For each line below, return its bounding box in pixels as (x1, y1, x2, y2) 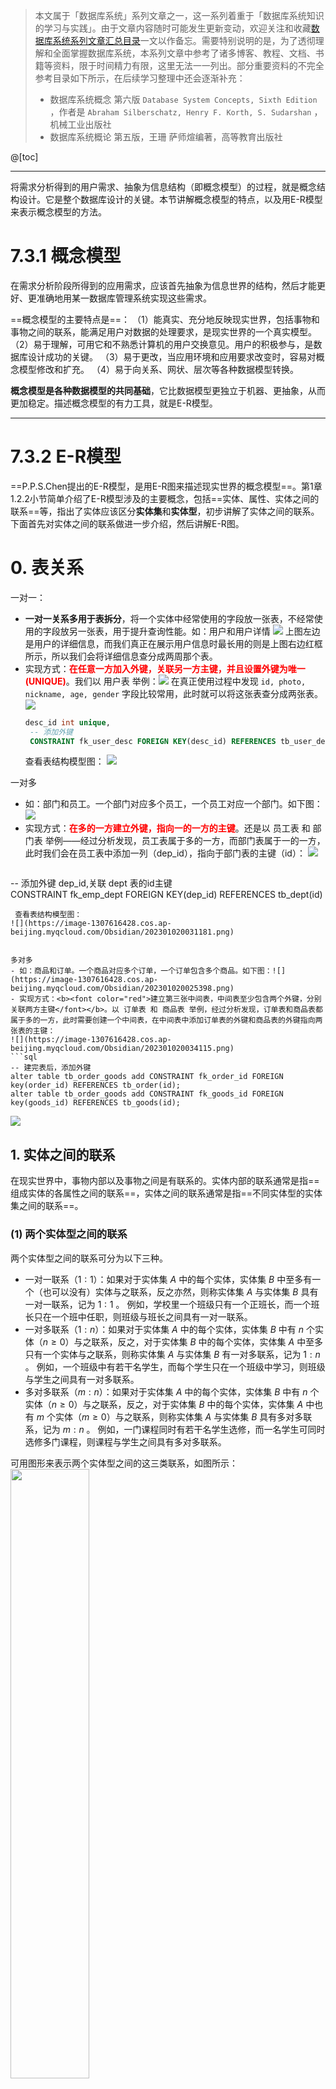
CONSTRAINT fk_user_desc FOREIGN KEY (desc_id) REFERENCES (29, 736, 277, 746)
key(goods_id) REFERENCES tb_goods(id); (10, 1098, 182, 1108)
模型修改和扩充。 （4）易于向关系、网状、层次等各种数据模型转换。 (18, 363, 299, 375)
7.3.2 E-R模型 (10, 445, 122, 468)
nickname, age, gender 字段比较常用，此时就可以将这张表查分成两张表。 (24, 687, 324, 699)
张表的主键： (10, 1026, 56, 1036)
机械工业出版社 (49, 119, 112, 130)
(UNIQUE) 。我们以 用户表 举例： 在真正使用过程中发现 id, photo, (24, 675, 307, 687)
